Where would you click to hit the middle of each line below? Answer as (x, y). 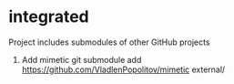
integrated (49, 17)
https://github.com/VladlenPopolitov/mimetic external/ (123, 69)
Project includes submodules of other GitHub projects (109, 42)
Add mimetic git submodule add (81, 59)
